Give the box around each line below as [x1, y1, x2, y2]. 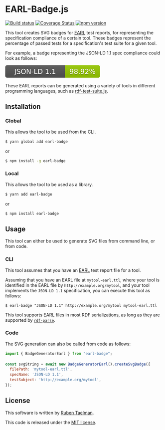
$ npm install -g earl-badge [5, 158, 66, 163]
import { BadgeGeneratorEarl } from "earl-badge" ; [5, 351, 113, 356]
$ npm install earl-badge [5, 211, 59, 216]
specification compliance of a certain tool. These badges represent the [5, 35, 151, 41]
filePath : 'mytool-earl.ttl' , [9, 367, 72, 372]
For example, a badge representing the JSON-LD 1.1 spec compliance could [5, 50, 161, 56]
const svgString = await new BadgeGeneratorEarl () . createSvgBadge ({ [5, 362, 151, 367]
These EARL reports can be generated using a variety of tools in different [5, 82, 156, 88]
